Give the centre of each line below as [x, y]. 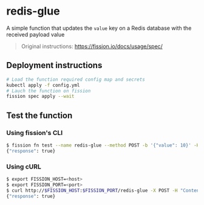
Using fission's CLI [35, 133]
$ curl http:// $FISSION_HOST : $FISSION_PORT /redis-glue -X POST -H [92, 190]
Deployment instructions [54, 65]
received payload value [36, 34]
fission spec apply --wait [40, 96]
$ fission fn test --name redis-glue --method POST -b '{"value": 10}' [99, 145]
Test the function [39, 115]
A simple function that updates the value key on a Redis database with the [99, 28]
